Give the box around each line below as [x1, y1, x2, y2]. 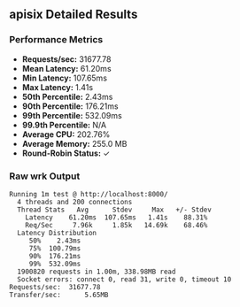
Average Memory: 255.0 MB [21, 138, 128, 149]
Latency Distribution [17, 228, 97, 237]
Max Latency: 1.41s [21, 81, 94, 92]
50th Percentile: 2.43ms [21, 91, 113, 102]
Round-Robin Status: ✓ [21, 148, 111, 158]
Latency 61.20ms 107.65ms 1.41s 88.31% [25, 212, 208, 222]
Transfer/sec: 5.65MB [9, 290, 109, 299]
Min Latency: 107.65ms [21, 73, 108, 83]
